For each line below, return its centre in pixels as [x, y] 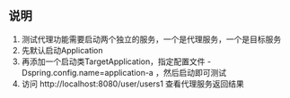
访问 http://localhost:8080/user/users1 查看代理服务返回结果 [132, 84]
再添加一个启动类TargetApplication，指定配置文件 [113, 61]
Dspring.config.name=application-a [87, 72]
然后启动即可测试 [194, 72]
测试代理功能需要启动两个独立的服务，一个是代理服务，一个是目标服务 [151, 39]
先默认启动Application [62, 50]
